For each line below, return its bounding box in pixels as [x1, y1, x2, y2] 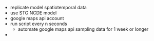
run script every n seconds [10, 20, 68, 27]
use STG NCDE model [10, 10, 57, 16]
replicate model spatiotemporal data [10, 5, 87, 10]
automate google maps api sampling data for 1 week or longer [17, 26, 149, 32]
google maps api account [10, 15, 64, 21]
